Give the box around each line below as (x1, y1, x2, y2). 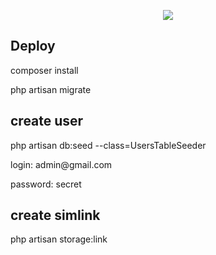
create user (10, 113, 84, 130)
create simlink (10, 207, 101, 224)
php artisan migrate (10, 83, 92, 95)
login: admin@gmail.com (10, 158, 113, 170)
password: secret (10, 178, 82, 190)
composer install (10, 64, 79, 76)
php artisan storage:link (10, 233, 108, 245)
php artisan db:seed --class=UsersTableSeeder (10, 139, 207, 151)
